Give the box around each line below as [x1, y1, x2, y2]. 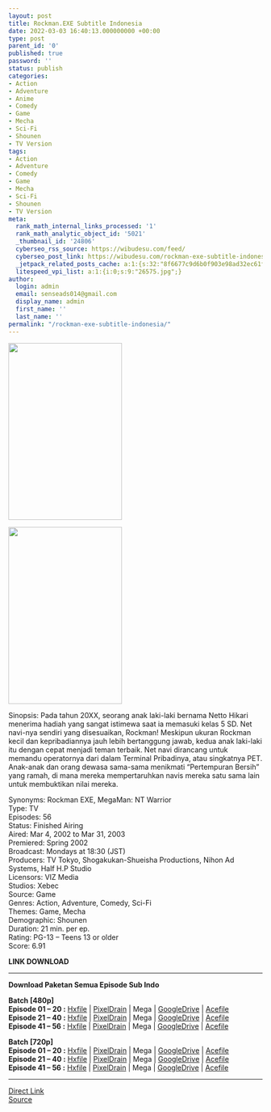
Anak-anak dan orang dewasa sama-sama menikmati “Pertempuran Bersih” [8, 762, 260, 772]
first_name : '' [15, 305, 67, 313]
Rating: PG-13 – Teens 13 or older [8, 932, 119, 942]
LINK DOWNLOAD [8, 956, 69, 966]
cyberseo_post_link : [15, 252, 85, 260]
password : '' [8, 57, 52, 66]
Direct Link [8, 1085, 44, 1096]
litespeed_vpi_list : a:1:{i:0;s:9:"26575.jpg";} [15, 268, 182, 276]
